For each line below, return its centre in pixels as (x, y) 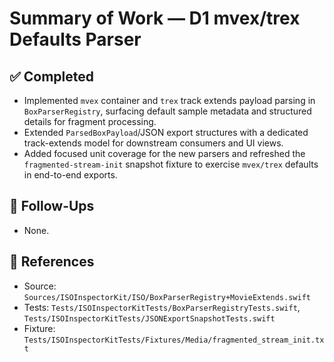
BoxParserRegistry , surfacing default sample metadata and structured (167, 111)
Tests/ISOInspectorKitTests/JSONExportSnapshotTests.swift (149, 318)
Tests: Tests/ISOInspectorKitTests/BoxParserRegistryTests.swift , (162, 307)
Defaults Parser (75, 39)
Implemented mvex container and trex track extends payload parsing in (169, 100)
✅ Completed (51, 76)
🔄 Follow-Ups (52, 206)
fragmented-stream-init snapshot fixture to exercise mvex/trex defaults (171, 164)
